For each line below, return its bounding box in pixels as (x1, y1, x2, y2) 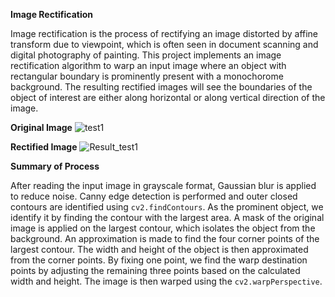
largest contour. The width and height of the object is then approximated (10, 244, 309, 255)
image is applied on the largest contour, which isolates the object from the (10, 222, 316, 234)
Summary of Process (10, 160, 100, 172)
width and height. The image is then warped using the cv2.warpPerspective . (10, 275, 323, 287)
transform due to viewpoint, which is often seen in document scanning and (10, 39, 319, 50)
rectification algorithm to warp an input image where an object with (10, 60, 287, 71)
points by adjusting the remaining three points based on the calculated (10, 265, 301, 276)
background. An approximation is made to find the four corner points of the (10, 233, 320, 244)
